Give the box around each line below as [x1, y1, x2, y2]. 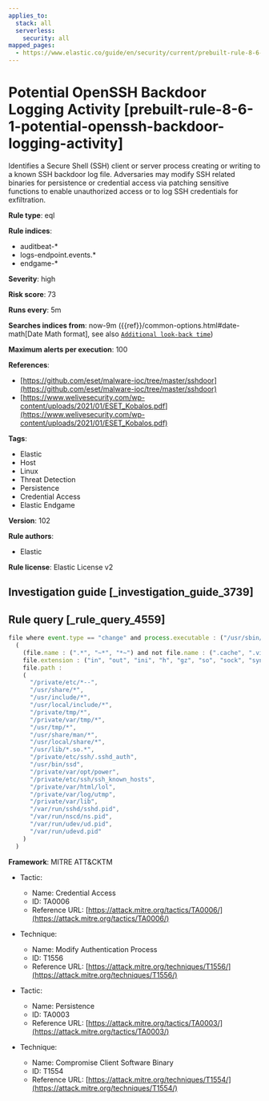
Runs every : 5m [8, 305, 62, 315]
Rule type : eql [8, 210, 55, 220]
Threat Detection [19, 474, 76, 484]
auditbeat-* [19, 241, 58, 251]
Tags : [8, 433, 28, 443]
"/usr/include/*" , [29, 693, 91, 701]
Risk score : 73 [8, 289, 56, 299]
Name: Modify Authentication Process [31, 944, 158, 954]
